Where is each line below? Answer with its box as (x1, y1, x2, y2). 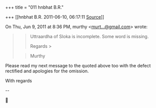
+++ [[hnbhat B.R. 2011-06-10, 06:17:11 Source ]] (5, 14, 105, 20)
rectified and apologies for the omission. (5, 68, 89, 74)
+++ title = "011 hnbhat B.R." (5, 5, 64, 10)
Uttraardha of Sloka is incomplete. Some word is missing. (30, 34, 149, 39)
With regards (5, 78, 32, 83)
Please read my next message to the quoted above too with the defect (5, 63, 151, 68)
